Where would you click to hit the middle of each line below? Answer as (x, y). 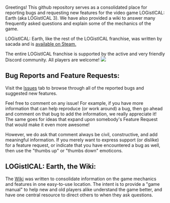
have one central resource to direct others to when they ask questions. (79, 195)
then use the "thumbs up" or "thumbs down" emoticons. (64, 150)
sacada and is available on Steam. (41, 44)
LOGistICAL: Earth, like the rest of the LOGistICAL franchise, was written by (84, 38)
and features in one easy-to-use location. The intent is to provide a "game (82, 184)
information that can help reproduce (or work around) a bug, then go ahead (84, 108)
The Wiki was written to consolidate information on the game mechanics (81, 179)
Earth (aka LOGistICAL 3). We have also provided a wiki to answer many (80, 18)
